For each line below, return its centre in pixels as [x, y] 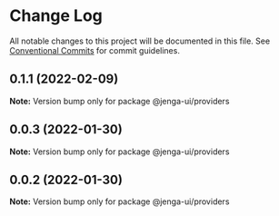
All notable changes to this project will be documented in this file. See [140, 41]
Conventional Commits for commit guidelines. [95, 50]
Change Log [56, 16]
